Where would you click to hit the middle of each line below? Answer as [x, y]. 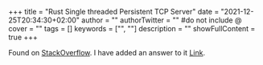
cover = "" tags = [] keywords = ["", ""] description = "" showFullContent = [132, 28]
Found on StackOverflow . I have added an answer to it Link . [107, 53]
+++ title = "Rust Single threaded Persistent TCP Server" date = [114, 12]
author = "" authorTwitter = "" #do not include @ [162, 20]
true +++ [23, 37]
